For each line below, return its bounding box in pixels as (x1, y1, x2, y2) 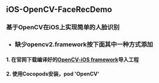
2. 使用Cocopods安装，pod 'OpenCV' (6, 70, 100, 78)
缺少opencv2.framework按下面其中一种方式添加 (14, 40, 153, 49)
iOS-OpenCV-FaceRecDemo (6, 5, 112, 15)
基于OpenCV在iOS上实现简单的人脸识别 (6, 23, 120, 32)
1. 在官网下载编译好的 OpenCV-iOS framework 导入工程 (6, 56, 140, 63)
